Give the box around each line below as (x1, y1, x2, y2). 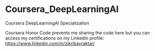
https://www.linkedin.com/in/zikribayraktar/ (5, 40, 95, 46)
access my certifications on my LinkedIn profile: (5, 35, 104, 41)
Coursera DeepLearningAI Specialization (5, 20, 89, 26)
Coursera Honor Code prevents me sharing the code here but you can (5, 29, 150, 35)
